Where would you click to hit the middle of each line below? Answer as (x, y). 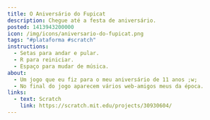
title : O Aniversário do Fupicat (57, 14)
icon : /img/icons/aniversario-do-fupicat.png (75, 34)
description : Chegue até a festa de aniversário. (82, 20)
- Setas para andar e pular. (57, 54)
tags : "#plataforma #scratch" (52, 40)
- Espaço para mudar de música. (62, 66)
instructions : (28, 47)
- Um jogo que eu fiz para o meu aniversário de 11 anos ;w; (106, 79)
